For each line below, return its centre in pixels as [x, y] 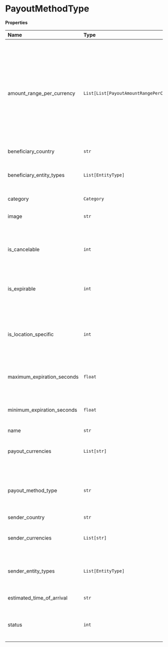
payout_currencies [29, 451]
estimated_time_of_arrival [37, 598]
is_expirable [22, 289]
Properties [16, 22]
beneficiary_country [31, 151]
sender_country [26, 517]
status [15, 625]
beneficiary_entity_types [36, 175]
